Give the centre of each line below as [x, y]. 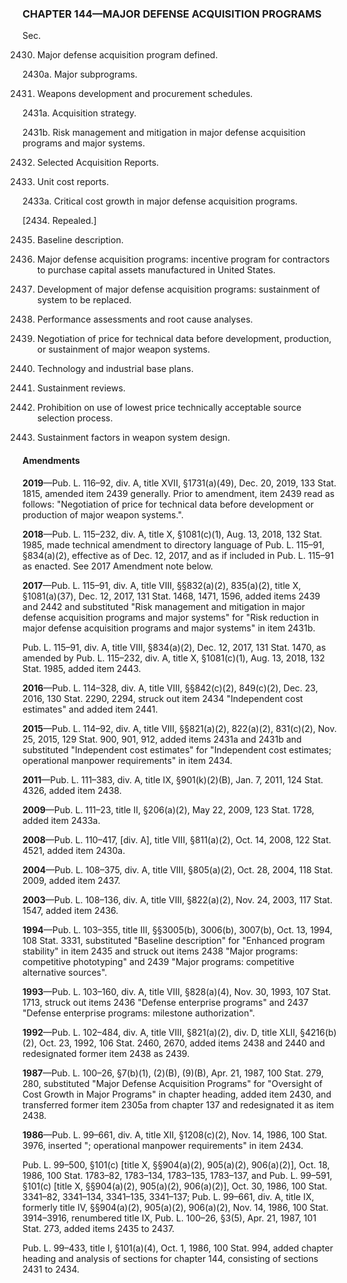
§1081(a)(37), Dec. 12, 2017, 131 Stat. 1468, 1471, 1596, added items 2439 [171, 596]
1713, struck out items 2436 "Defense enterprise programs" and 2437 [165, 1002]
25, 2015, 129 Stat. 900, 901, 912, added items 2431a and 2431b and [162, 739]
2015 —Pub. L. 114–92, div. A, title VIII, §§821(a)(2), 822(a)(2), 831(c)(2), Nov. [179, 728]
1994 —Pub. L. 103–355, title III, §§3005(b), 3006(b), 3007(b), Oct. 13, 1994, [177, 929]
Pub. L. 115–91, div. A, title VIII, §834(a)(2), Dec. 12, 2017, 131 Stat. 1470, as [174, 647]
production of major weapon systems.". [103, 514]
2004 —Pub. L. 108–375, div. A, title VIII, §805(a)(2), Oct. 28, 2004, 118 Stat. [178, 869]
